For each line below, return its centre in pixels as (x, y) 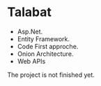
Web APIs (31, 61)
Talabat (30, 12)
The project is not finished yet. (51, 75)
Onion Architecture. (45, 54)
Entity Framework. (44, 38)
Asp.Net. (30, 31)
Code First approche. (48, 46)
